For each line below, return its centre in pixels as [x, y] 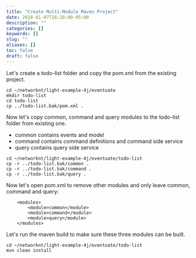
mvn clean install [29, 250]
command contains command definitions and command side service [99, 141]
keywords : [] [22, 34]
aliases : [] [21, 45]
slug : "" [17, 39]
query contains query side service [57, 147]
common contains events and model [59, 135]
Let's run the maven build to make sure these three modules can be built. [96, 234]
